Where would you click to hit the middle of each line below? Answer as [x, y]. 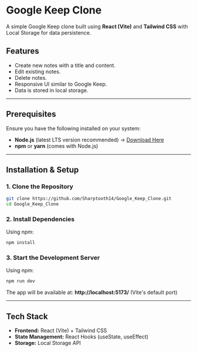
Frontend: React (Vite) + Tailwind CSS [61, 331]
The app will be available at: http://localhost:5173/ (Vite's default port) [92, 292]
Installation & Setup [43, 170]
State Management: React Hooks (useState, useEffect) [81, 337]
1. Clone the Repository [40, 187]
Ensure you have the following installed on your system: [73, 128]
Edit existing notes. [38, 72]
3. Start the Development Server [53, 258]
